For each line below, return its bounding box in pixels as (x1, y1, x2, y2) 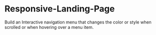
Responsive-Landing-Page (4, 3, 115, 14)
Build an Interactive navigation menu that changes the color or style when (4, 19, 152, 25)
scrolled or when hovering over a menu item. (4, 24, 94, 30)
